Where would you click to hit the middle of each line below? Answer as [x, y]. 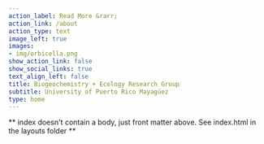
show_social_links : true [50, 69]
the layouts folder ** [42, 131]
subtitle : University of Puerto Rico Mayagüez [89, 92]
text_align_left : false [49, 76]
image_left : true [38, 39]
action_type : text [39, 31]
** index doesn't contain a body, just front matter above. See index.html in [132, 122]
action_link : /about [43, 24]
